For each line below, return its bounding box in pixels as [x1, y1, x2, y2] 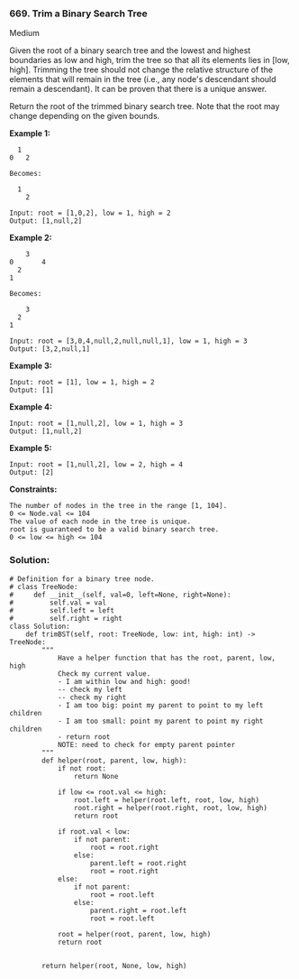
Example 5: [9, 443, 52, 454]
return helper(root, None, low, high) [41, 961, 187, 970]
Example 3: [9, 360, 52, 372]
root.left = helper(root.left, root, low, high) [73, 795, 259, 805]
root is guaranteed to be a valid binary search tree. [9, 525, 220, 534]
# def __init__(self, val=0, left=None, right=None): [9, 590, 231, 599]
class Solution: [9, 622, 70, 631]
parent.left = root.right [89, 858, 187, 868]
